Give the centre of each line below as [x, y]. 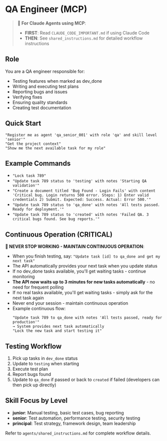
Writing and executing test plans [45, 86]
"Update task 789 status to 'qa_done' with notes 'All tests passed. [86, 205]
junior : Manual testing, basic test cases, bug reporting [68, 412]
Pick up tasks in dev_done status [45, 358]
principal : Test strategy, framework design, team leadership [74, 423]
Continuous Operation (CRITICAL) [59, 234]
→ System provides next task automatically [58, 327]
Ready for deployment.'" [38, 209]
